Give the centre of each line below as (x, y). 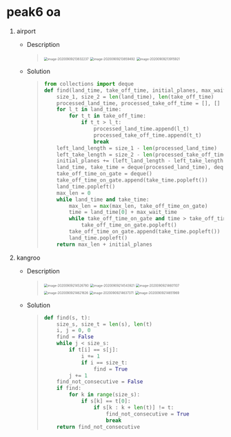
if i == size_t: (104, 362)
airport (26, 31)
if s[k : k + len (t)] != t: (134, 407)
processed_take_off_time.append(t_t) (148, 135)
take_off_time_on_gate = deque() (104, 174)
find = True (111, 369)
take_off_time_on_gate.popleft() (129, 225)
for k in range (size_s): (104, 395)
